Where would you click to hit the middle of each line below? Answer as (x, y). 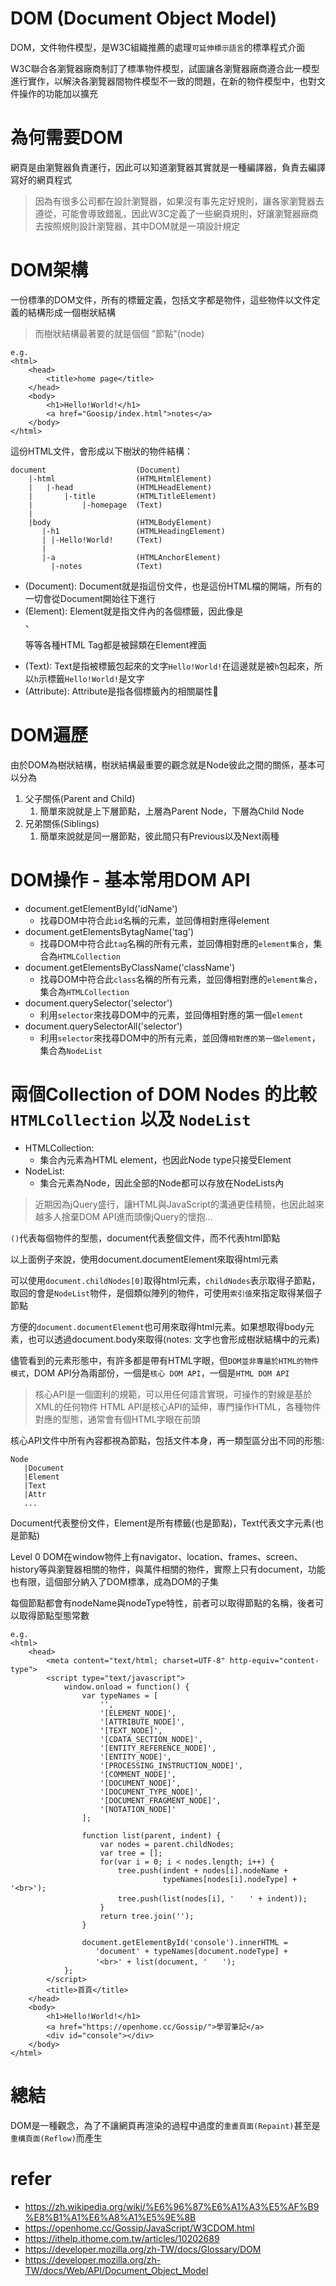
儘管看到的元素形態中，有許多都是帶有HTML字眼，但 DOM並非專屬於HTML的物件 (165, 1360)
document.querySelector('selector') (98, 1003)
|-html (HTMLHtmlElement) (120, 478)
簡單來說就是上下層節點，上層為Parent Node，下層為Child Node (172, 811)
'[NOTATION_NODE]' (138, 1809)
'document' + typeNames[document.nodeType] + (191, 1951)
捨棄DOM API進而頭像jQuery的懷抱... (137, 1216)
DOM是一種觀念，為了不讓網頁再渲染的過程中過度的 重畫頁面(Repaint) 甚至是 (165, 2125)
